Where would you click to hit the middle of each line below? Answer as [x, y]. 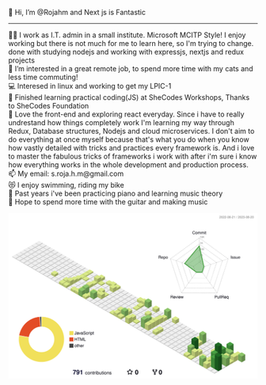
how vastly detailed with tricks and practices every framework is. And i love [131, 148]
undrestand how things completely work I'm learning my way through [122, 122]
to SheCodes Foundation [49, 106]
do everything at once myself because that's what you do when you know [129, 139]
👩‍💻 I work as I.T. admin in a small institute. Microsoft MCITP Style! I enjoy [127, 35]
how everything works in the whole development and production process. [129, 165]
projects [22, 60]
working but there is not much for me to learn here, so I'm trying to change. [131, 43]
